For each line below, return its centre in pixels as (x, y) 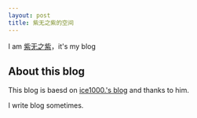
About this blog (46, 71)
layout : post (29, 15)
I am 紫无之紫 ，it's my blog (52, 46)
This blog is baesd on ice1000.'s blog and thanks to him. (99, 90)
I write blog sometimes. (46, 105)
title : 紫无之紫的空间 (41, 23)
